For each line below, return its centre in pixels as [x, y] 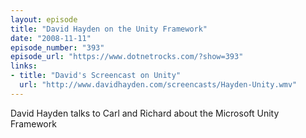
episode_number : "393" [57, 47]
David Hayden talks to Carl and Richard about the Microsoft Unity [145, 113]
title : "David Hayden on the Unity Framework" [109, 29]
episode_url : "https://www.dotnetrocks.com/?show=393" [127, 57]
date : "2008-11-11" [51, 38]
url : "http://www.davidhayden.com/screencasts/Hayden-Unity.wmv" [158, 85]
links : [24, 66]
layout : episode [44, 19]
